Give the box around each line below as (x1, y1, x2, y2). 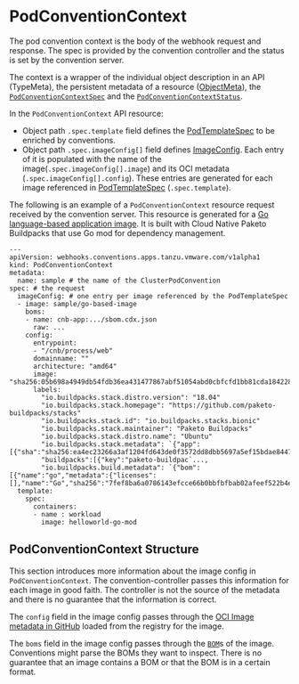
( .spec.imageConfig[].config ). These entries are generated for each (21, 172, 273, 183)
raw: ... (32, 322, 66, 331)
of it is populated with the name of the (21, 153, 162, 164)
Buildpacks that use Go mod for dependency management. (9, 227, 226, 238)
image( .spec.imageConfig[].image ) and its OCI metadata (21, 163, 230, 174)
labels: (32, 385, 62, 394)
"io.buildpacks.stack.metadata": (41, 439, 166, 449)
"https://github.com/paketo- (168, 401, 277, 410)
